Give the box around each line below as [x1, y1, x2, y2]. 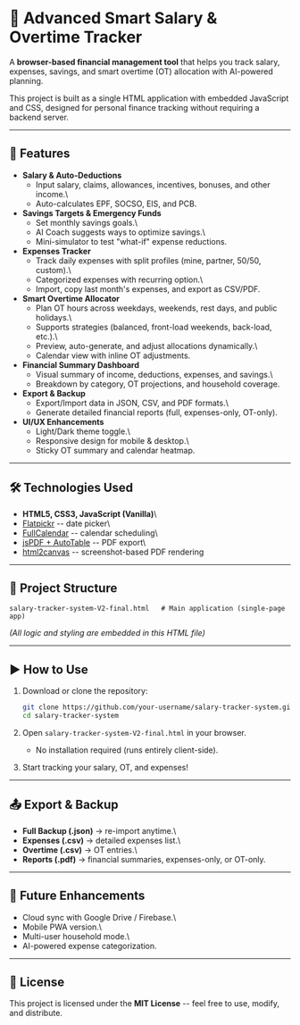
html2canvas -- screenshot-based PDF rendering [21, 546, 204, 557]
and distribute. [9, 1008, 62, 1019]
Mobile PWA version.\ [21, 921, 103, 932]
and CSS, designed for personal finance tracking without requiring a [9, 102, 260, 112]
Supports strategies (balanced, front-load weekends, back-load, [35, 321, 272, 332]
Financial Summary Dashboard [21, 359, 140, 370]
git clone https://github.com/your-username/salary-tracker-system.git [21, 703, 295, 712]
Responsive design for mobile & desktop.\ [35, 435, 189, 446]
